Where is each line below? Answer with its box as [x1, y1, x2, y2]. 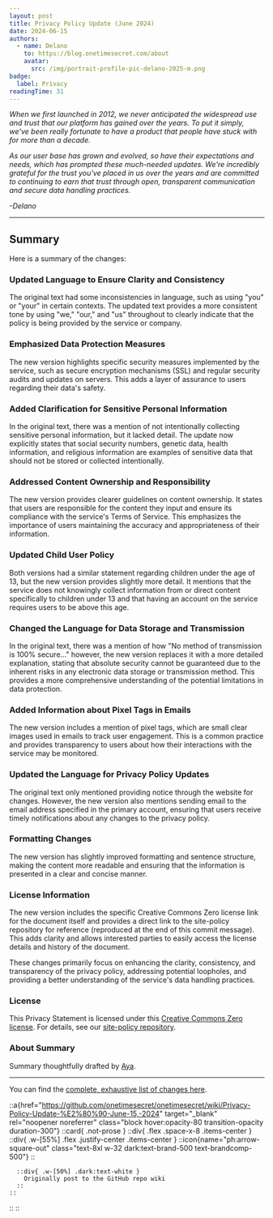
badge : [9, 72, 32, 80]
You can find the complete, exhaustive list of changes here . [9, 1084, 207, 1094]
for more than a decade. [9, 135, 92, 145]
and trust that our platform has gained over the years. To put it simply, [9, 118, 245, 128]
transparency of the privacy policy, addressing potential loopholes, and [9, 967, 246, 976]
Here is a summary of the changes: [9, 254, 126, 264]
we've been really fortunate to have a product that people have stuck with [9, 127, 258, 136]
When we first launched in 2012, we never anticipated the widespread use [9, 109, 258, 119]
